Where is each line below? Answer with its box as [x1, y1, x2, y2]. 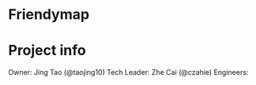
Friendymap [8, 6, 90, 24]
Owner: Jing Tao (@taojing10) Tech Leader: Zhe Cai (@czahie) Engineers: [8, 68, 249, 77]
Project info [8, 42, 86, 60]
